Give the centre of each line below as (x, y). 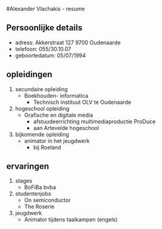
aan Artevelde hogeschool (66, 128)
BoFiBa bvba (40, 187)
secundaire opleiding (41, 89)
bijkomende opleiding (42, 134)
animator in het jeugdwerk (57, 141)
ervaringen (28, 166)
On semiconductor (47, 200)
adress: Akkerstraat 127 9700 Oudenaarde (68, 43)
